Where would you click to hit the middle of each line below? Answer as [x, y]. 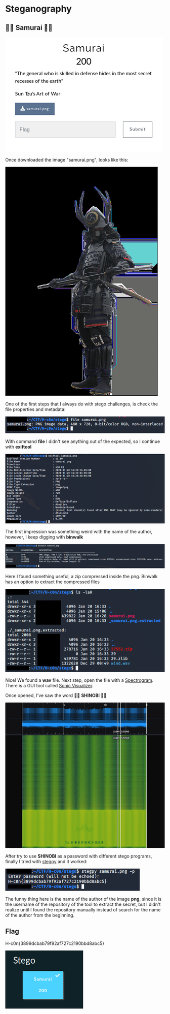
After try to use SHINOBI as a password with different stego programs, [79, 856]
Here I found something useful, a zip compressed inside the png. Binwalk [81, 576]
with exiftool [18, 447]
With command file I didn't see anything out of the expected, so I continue [83, 441]
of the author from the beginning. [40, 915]
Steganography [38, 9]
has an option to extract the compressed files [53, 582]
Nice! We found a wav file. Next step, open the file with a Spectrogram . [79, 680]
